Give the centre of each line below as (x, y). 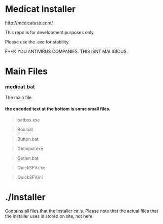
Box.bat (25, 129)
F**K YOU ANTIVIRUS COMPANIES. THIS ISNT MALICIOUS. (66, 51)
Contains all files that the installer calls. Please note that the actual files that (82, 211)
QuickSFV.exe (31, 168)
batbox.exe (29, 120)
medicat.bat (20, 87)
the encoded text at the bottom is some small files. (58, 109)
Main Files (26, 71)
